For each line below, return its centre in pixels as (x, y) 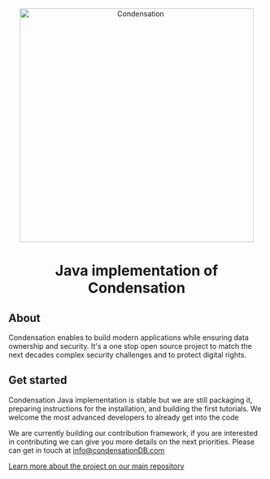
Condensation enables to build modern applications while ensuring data (129, 337)
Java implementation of (137, 271)
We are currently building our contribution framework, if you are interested (133, 433)
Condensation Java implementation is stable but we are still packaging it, (131, 400)
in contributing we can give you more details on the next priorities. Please (132, 442)
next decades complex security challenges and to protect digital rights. (127, 355)
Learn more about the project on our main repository (96, 466)
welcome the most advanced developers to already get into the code (124, 417)
